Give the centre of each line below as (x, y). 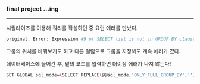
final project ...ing (32, 9)
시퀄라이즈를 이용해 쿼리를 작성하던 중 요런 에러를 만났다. (72, 28)
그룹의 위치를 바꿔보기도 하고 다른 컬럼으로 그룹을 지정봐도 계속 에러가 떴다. (93, 51)
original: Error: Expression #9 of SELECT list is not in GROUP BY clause (101, 39)
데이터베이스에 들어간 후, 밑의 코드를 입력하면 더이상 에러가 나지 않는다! (89, 64)
